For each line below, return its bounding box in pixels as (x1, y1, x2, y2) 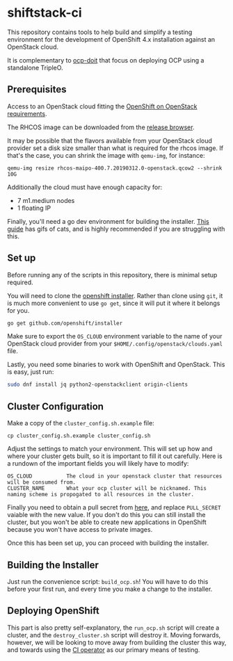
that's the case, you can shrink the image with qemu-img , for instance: (7, 151, 205, 159)
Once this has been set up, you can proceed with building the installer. (7, 539, 209, 547)
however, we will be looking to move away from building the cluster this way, (7, 638, 227, 646)
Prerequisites (7, 83, 67, 95)
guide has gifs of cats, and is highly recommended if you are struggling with (7, 225, 225, 233)
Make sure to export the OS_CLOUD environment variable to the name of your (7, 332, 223, 341)
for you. (7, 306, 30, 314)
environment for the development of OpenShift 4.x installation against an (7, 35, 216, 43)
